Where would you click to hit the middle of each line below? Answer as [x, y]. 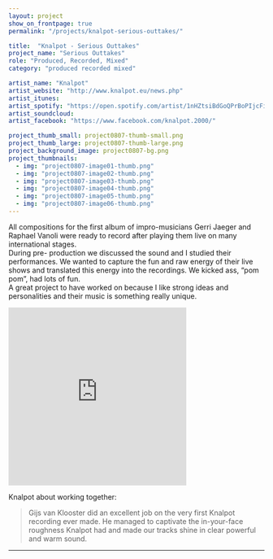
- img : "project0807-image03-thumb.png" [85, 181]
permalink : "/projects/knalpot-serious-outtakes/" [96, 31]
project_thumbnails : [43, 158]
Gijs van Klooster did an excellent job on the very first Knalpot [132, 513]
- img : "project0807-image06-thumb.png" [85, 204]
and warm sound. [58, 539]
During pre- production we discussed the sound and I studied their [120, 252]
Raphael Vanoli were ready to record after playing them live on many [123, 235]
